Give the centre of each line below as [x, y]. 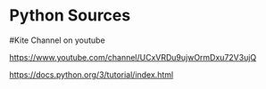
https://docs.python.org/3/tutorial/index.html [91, 74]
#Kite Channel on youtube [57, 40]
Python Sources [70, 16]
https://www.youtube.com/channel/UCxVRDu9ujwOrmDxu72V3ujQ [133, 57]
